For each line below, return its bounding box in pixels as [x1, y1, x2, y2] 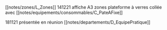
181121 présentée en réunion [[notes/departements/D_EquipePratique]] [5, 19, 151, 25]
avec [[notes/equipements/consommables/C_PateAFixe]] [5, 9, 123, 15]
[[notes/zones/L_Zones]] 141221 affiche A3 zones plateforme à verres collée [5, 4, 162, 10]
